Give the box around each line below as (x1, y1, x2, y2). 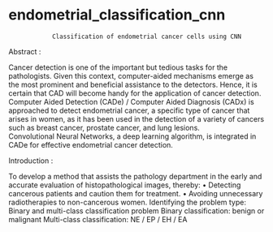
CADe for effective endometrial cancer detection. (8, 140, 173, 149)
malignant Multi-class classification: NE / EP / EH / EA (8, 214, 188, 224)
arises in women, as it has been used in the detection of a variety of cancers (8, 114, 265, 123)
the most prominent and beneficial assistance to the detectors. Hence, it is (8, 79, 258, 89)
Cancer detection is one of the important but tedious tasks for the (8, 62, 228, 72)
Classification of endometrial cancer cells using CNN (51, 32, 242, 41)
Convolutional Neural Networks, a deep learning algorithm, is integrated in (8, 131, 257, 141)
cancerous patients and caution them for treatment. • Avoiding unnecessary (8, 188, 263, 198)
